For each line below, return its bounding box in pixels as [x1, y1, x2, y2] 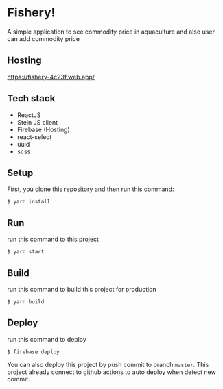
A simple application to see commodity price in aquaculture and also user [7, 27, 215, 36]
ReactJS [16, 111, 41, 119]
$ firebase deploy [7, 348, 60, 355]
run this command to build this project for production [7, 286, 156, 293]
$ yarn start [7, 249, 45, 255]
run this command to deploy [7, 335, 87, 343]
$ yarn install [7, 199, 51, 205]
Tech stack [7, 92, 56, 104]
